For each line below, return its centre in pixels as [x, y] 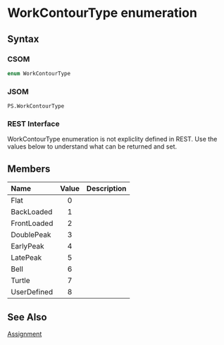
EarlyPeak [27, 246]
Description [106, 189]
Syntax [23, 39]
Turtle [20, 281]
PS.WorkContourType [36, 106]
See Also [27, 317]
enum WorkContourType [39, 73]
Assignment [25, 334]
